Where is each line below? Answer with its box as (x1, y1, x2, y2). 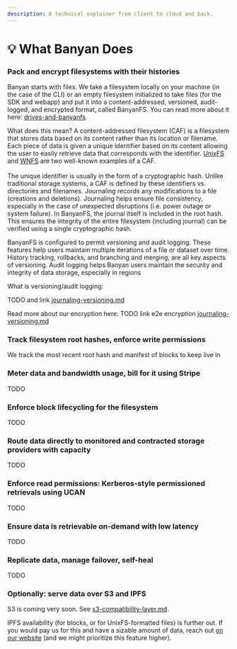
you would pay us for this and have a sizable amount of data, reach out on (7, 626, 224, 635)
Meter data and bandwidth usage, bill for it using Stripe (7, 368, 201, 378)
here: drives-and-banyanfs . (7, 113, 88, 121)
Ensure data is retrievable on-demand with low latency (7, 521, 200, 531)
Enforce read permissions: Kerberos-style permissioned (7, 479, 205, 489)
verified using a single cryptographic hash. (7, 225, 132, 233)
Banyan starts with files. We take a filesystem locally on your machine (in (7, 83, 220, 91)
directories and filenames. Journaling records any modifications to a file (7, 187, 217, 196)
